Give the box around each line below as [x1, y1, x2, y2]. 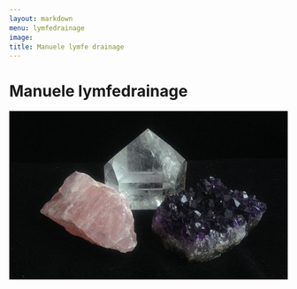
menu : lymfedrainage [9, 23, 86, 33]
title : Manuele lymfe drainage [9, 42, 125, 51]
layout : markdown [9, 14, 73, 23]
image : [9, 33, 34, 42]
